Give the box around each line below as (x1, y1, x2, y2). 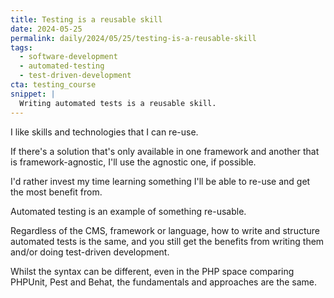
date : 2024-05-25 (10, 24, 83, 34)
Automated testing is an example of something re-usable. (10, 205, 247, 217)
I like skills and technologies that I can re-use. (10, 126, 199, 138)
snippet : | (10, 89, 56, 99)
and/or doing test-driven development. (10, 246, 170, 258)
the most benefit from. (10, 186, 103, 198)
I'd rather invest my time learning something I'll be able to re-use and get (10, 175, 311, 187)
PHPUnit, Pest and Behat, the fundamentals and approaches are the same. (10, 276, 318, 288)
